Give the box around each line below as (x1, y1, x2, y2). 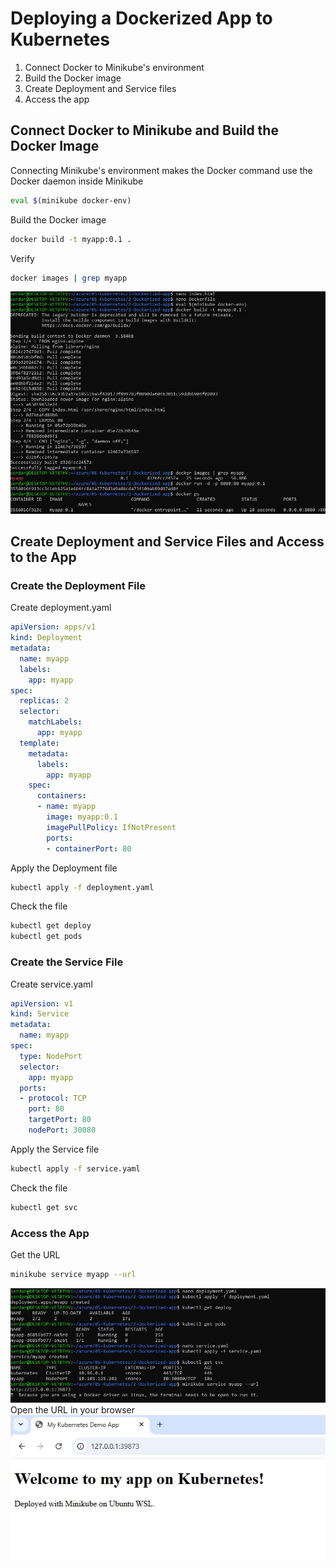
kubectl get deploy (10, 921, 92, 931)
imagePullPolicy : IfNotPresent (46, 822, 177, 832)
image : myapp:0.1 (46, 812, 118, 822)
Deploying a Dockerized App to (10, 7, 273, 30)
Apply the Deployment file (10, 862, 118, 874)
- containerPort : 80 (46, 843, 132, 854)
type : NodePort (19, 1051, 83, 1061)
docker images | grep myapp (10, 273, 128, 283)
